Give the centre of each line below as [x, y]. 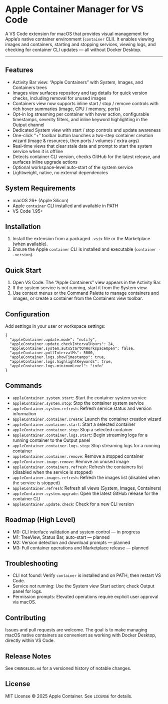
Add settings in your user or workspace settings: [55, 326]
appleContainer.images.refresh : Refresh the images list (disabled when [86, 477]
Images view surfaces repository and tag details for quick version [80, 93]
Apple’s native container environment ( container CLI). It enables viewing [79, 39]
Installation [23, 226]
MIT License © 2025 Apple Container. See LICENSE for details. [69, 696]
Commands [24, 386]
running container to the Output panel [51, 440]
